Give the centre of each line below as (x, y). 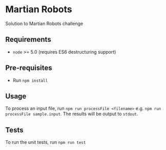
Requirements (28, 40)
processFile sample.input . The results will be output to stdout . (72, 114)
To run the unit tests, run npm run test (46, 142)
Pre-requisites (29, 68)
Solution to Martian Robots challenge (44, 23)
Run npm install (30, 80)
